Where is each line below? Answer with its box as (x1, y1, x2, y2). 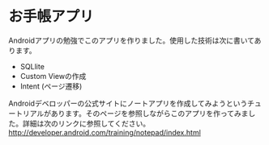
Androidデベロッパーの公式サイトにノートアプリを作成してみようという (8, 98, 248, 108)
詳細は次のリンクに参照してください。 (22, 118, 151, 128)
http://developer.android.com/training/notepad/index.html (8, 127, 201, 137)
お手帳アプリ (8, 7, 95, 26)
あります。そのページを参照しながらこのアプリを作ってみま (50, 108, 249, 118)
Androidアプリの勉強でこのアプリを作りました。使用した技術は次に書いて (8, 35, 255, 45)
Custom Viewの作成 (19, 71, 87, 81)
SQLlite (19, 61, 45, 71)
